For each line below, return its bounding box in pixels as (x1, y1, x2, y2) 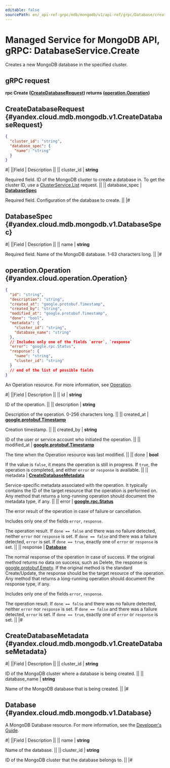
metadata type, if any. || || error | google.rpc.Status (5, 498, 114, 504)
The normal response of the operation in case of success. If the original (5, 554, 155, 560)
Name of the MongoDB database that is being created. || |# (5, 686, 129, 692)
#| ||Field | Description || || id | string (5, 391, 82, 397)
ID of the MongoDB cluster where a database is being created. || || (5, 670, 144, 677)
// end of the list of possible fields (10, 367, 94, 373)
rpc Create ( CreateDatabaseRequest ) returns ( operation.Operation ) (5, 90, 150, 96)
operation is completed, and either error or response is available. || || (5, 467, 148, 473)
